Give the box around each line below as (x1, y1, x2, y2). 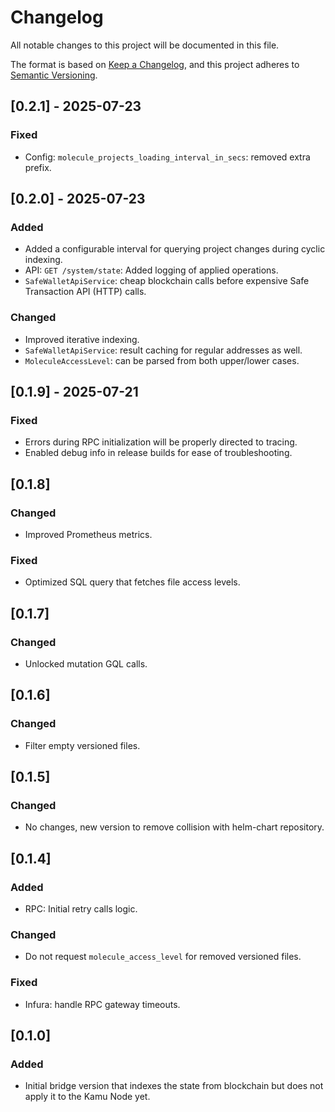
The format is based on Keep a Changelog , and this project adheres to (10, 58, 300, 70)
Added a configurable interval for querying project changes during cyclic (24, 243, 326, 255)
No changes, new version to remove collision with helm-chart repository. (24, 821, 325, 833)
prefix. (24, 161, 52, 173)
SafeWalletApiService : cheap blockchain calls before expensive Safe (24, 275, 310, 287)
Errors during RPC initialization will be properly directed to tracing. (24, 436, 298, 448)
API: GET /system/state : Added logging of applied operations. (24, 264, 279, 276)
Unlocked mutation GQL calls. (24, 657, 148, 670)
